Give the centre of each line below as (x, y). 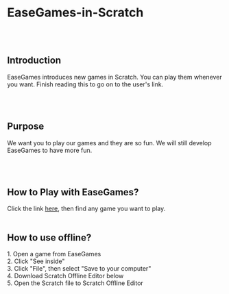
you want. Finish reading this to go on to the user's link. (85, 84)
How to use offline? (49, 237)
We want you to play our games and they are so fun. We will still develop (109, 143)
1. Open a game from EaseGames (54, 254)
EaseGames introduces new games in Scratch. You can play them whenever (115, 77)
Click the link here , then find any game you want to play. (86, 209)
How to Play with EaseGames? (73, 192)
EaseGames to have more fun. (50, 150)
